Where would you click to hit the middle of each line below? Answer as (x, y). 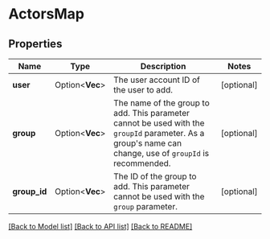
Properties (35, 44)
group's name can (148, 143)
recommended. (142, 163)
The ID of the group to (155, 176)
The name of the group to (162, 103)
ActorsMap (46, 14)
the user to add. (143, 90)
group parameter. (146, 206)
